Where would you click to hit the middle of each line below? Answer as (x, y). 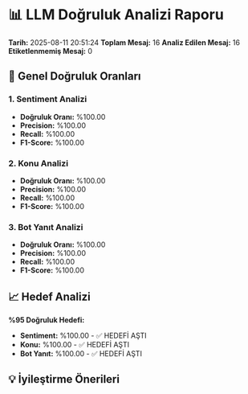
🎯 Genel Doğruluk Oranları (75, 76)
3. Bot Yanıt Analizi (46, 227)
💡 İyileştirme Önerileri (64, 379)
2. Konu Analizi (39, 163)
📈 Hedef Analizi (49, 296)
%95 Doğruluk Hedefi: (47, 320)
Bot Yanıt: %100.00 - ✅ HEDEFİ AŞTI (81, 354)
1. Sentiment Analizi (48, 99)
